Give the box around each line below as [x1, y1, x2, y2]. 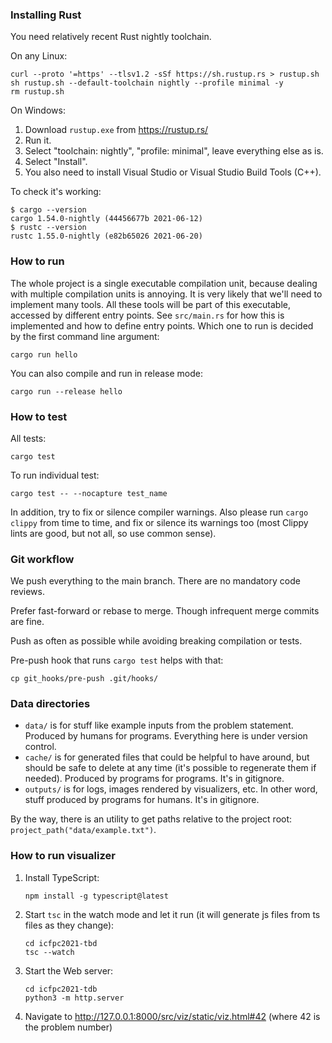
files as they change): [24, 919, 115, 931]
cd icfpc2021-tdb [24, 984, 98, 994]
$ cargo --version [10, 205, 87, 215]
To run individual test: [10, 469, 100, 481]
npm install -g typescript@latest [24, 891, 169, 901]
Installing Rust [10, 8, 82, 22]
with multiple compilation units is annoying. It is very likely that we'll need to [10, 288, 323, 300]
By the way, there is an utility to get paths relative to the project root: [10, 813, 293, 825]
